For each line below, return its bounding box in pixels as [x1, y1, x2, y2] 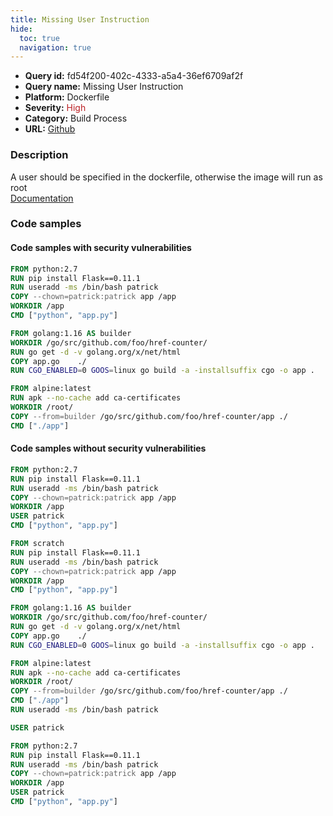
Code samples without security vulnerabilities [10, 442, 207, 455]
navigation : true [19, 42, 92, 53]
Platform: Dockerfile [24, 91, 110, 103]
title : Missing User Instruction [10, 14, 150, 25]
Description [10, 148, 69, 162]
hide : [10, 24, 33, 34]
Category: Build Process [24, 112, 128, 125]
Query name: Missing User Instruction [24, 81, 184, 93]
